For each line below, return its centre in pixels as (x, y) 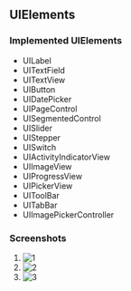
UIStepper (42, 137)
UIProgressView (52, 176)
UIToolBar (41, 195)
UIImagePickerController (68, 214)
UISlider (37, 128)
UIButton (39, 89)
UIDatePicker (47, 99)
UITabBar (40, 205)
